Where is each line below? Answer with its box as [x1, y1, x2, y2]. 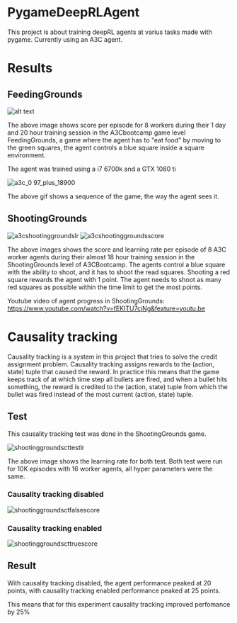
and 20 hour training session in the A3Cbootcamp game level [7, 128, 186, 137]
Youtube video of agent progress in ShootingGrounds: [7, 296, 165, 305]
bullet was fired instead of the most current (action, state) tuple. [7, 390, 194, 398]
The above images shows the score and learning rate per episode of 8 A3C [7, 245, 226, 254]
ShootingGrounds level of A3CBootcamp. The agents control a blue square [7, 260, 226, 269]
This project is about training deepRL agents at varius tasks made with [7, 28, 212, 36]
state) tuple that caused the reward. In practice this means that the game [7, 367, 220, 376]
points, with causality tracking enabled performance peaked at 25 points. [7, 586, 221, 595]
